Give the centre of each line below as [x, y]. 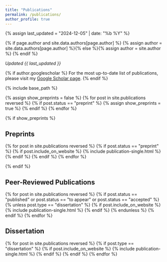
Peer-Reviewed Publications [50, 182]
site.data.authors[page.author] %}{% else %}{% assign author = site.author [83, 49]
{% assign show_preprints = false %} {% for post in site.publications [76, 98]
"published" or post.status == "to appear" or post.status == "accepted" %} [82, 199]
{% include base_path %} [31, 88]
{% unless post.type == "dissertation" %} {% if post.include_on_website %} [83, 205]
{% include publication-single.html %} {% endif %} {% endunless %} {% [80, 210]
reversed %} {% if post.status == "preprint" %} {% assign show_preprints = [83, 103]
